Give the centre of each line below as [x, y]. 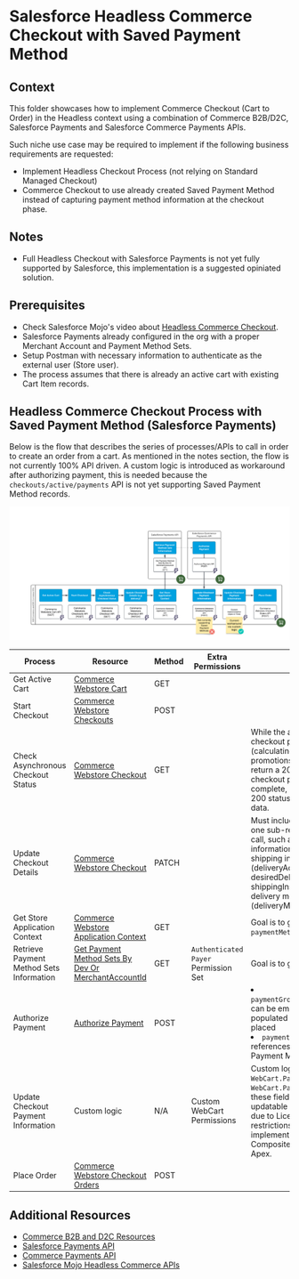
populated [269, 1018]
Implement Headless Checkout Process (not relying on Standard [140, 171]
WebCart [207, 1111]
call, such [268, 839]
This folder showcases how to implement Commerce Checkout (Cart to [139, 108]
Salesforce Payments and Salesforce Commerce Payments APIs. [128, 127]
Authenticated [217, 950]
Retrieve [28, 949]
